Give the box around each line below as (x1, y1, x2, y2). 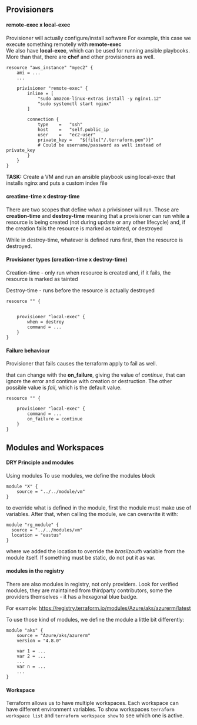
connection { (27, 116, 59, 122)
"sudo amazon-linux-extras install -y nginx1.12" (37, 96, 162, 102)
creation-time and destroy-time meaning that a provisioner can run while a (6, 212, 190, 219)
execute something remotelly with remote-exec (6, 41, 122, 48)
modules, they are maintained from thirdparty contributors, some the (6, 587, 172, 594)
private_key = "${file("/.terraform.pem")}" (37, 137, 154, 143)
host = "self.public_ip (37, 126, 109, 132)
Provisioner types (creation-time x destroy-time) (6, 256, 128, 263)
